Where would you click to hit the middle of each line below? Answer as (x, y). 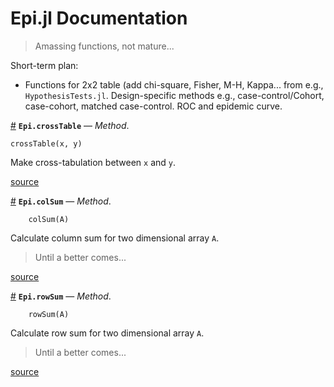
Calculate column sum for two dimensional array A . (115, 238)
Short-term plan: (44, 65)
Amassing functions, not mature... (104, 46)
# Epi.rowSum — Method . (61, 296)
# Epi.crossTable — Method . (70, 125)
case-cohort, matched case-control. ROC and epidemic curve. (153, 106)
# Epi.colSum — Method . (61, 201)
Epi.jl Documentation (99, 18)
